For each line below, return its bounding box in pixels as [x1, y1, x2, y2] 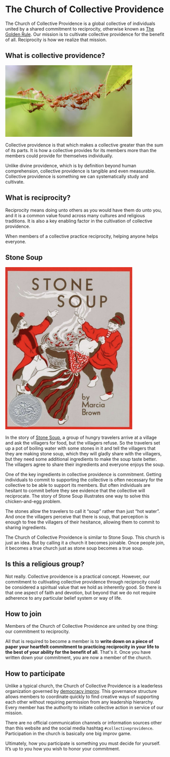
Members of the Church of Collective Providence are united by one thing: [5, 623, 159, 629]
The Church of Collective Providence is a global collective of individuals [5, 20, 156, 26]
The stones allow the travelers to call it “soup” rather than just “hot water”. [5, 508, 160, 514]
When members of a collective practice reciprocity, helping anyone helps [5, 233, 158, 239]
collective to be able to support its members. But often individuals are [5, 482, 151, 488]
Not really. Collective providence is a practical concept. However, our [5, 573, 150, 579]
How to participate [5, 669, 65, 678]
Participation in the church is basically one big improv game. [5, 731, 132, 737]
